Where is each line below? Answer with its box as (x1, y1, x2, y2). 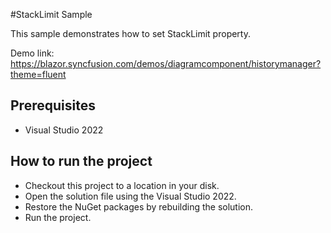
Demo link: (10, 47, 55, 59)
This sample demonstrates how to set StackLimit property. (10, 28, 251, 39)
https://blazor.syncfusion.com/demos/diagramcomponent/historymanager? (10, 58, 322, 69)
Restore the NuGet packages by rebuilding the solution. (24, 200, 254, 213)
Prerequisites (10, 97, 96, 114)
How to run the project (10, 153, 153, 170)
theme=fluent (10, 69, 67, 80)
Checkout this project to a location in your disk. (24, 179, 220, 191)
